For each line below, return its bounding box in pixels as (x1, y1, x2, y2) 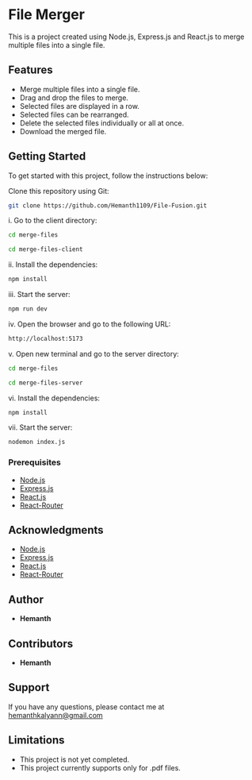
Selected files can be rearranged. (19, 110, 129, 119)
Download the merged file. (19, 126, 107, 136)
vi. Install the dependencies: (8, 393, 101, 403)
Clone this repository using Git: (8, 186, 109, 195)
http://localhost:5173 (8, 334, 83, 342)
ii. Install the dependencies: (8, 260, 98, 269)
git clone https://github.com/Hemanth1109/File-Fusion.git (8, 201, 208, 210)
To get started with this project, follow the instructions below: (8, 171, 208, 180)
